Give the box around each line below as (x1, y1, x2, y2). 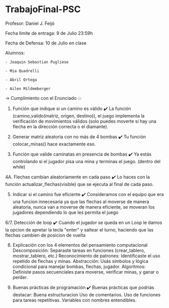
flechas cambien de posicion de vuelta (5, 232, 86, 238)
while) (12, 164, 26, 170)
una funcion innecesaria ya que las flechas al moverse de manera (12, 199, 149, 205)
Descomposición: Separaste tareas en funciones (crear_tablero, (12, 247, 145, 253)
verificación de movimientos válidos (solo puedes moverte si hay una (12, 118, 156, 124)
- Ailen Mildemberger (5, 86, 51, 91)
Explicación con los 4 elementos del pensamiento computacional (12, 242, 148, 248)
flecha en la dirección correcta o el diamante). (12, 123, 108, 130)
